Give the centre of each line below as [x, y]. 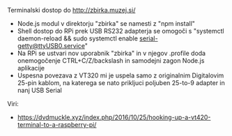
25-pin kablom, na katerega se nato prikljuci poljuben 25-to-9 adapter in [121, 83]
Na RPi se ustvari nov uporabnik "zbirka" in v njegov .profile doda [111, 53]
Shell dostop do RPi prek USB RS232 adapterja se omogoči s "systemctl [121, 31]
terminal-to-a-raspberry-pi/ [57, 124]
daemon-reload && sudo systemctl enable [77, 38]
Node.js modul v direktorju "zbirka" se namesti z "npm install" [106, 23]
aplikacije [31, 68]
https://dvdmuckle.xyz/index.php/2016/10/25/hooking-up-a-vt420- [114, 117]
